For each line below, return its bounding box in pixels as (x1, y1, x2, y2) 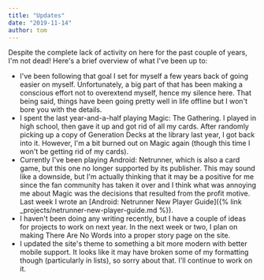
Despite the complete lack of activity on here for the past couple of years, (8, 48, 248, 58)
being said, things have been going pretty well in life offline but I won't (19, 96, 248, 106)
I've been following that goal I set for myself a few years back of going (19, 72, 249, 81)
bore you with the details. (19, 105, 102, 114)
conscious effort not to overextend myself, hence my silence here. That (19, 88, 252, 98)
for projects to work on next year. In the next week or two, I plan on (19, 222, 238, 232)
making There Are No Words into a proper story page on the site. (19, 230, 231, 241)
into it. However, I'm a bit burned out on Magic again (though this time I (19, 139, 251, 148)
